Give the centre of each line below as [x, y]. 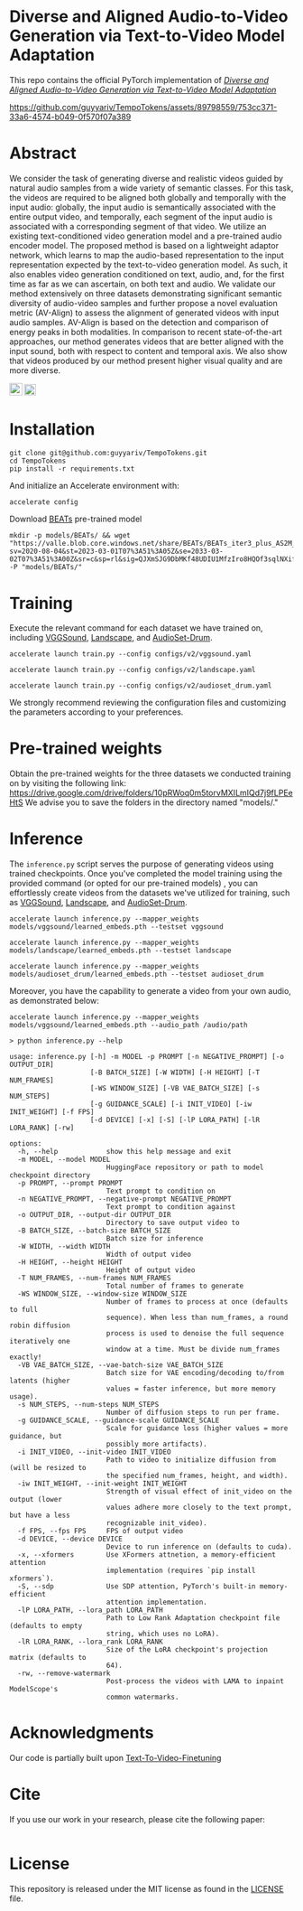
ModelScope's [34, 1690]
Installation [52, 429]
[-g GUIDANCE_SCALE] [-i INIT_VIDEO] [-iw [171, 1104]
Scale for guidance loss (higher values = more [197, 1429]
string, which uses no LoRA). [163, 1634]
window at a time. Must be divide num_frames [193, 1349]
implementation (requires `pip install [181, 1571]
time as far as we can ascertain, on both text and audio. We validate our [143, 284]
